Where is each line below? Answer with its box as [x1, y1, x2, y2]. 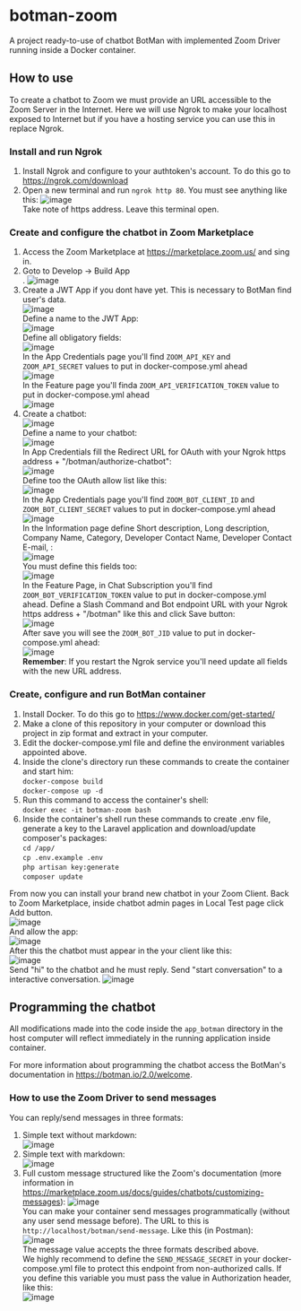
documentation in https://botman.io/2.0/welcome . [9, 1069, 193, 1081]
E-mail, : [21, 542, 54, 552]
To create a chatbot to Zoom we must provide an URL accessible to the [9, 94, 271, 105]
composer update [21, 872, 83, 881]
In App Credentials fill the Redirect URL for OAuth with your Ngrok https [21, 447, 287, 457]
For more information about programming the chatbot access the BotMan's [9, 1060, 287, 1071]
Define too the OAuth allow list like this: [21, 475, 168, 486]
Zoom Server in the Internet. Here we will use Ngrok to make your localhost [9, 104, 288, 115]
